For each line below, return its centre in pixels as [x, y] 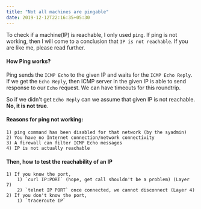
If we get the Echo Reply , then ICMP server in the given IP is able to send [96, 81]
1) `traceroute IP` [42, 201]
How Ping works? [29, 62]
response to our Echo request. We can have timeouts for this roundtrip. [94, 88]
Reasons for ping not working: [45, 120]
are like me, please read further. [46, 47]
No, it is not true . [27, 106]
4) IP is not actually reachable [48, 148]
